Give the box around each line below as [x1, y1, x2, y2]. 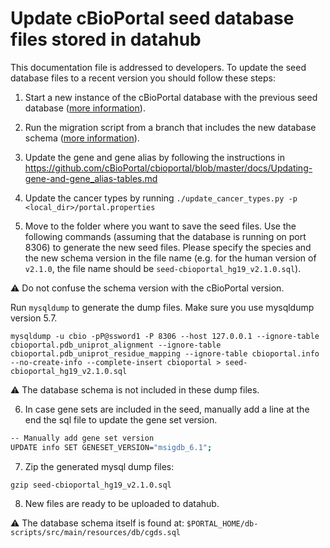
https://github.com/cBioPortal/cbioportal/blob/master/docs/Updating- [24, 162, 313, 174]
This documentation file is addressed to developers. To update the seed [10, 61, 307, 73]
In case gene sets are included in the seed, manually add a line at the [24, 403, 310, 415]
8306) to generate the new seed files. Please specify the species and [24, 241, 312, 253]
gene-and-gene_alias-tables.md [24, 172, 158, 184]
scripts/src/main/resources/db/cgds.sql [10, 527, 182, 537]
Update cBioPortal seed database [10, 7, 295, 30]
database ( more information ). [24, 102, 146, 114]
